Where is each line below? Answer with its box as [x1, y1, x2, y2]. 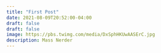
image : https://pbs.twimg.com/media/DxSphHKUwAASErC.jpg [6, 32, 155, 38]
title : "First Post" [6, 9, 60, 15]
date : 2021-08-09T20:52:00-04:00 [6, 15, 92, 21]
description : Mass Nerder [6, 37, 73, 43]
